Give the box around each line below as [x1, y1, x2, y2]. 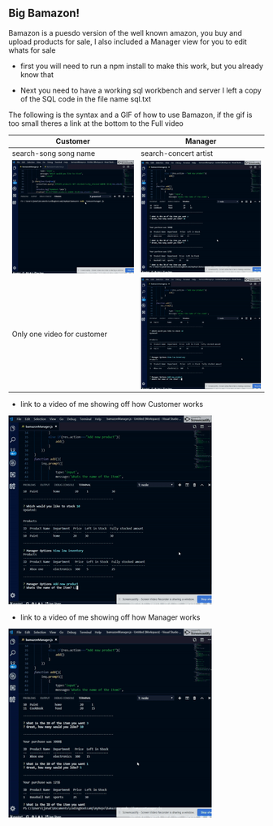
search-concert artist [141, 148, 214, 158]
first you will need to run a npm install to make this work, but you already [19, 61, 264, 71]
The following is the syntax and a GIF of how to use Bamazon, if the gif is [8, 110, 253, 119]
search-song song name [11, 148, 96, 158]
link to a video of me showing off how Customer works [19, 400, 204, 409]
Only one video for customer [11, 329, 108, 339]
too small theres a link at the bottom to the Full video [8, 118, 184, 128]
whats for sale [8, 45, 56, 55]
